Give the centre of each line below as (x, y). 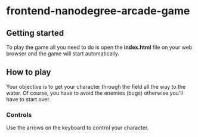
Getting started (35, 33)
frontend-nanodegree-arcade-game (98, 11)
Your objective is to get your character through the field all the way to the (96, 86)
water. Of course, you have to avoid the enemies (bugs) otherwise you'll (95, 93)
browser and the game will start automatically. (63, 54)
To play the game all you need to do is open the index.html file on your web (99, 47)
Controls (19, 114)
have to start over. (28, 99)
